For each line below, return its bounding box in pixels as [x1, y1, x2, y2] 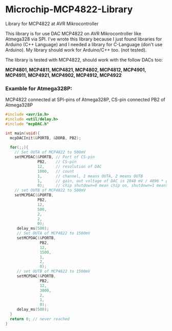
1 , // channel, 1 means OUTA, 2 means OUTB [37, 173, 143, 179]
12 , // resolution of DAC [37, 164, 102, 169]
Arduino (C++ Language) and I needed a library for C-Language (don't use [5, 41, 163, 47]
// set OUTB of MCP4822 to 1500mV [16, 269, 91, 274]
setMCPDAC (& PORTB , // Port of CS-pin [14, 155, 95, 160]
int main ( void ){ [5, 131, 40, 136]
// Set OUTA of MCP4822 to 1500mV [16, 231, 91, 236]
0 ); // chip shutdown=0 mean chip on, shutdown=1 [37, 183, 155, 188]
